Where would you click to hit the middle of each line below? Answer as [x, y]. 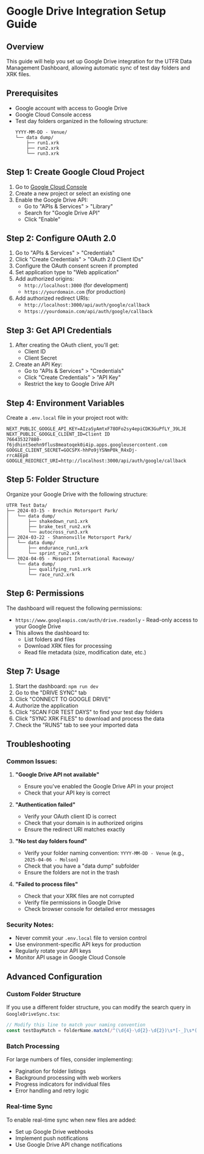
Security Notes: [30, 925]
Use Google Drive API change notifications [69, 1144]
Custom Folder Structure [44, 994]
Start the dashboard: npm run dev [57, 686]
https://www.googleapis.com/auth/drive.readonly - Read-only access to [106, 620]
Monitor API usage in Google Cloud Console [70, 957]
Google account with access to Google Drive [71, 108]
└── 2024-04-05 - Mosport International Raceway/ [71, 559]
